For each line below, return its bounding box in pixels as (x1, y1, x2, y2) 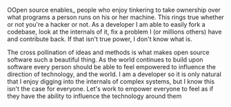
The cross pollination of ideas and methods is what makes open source (7, 48, 210, 56)
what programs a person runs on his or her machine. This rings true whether (7, 13, 224, 21)
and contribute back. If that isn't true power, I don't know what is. (7, 35, 192, 43)
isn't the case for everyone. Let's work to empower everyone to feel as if (7, 85, 214, 93)
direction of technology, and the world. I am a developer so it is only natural (7, 70, 222, 78)
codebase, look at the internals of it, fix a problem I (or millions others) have (7, 27, 222, 36)
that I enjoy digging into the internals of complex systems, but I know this (7, 78, 215, 85)
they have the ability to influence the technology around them (7, 92, 182, 100)
